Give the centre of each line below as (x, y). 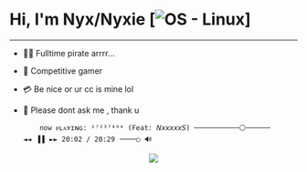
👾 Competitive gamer (63, 71)
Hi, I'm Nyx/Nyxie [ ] (130, 20)
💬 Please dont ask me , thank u (81, 110)
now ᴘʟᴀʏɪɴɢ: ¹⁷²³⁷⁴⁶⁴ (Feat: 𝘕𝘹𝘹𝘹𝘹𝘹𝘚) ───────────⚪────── (155, 127)
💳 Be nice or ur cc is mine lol (78, 89)
